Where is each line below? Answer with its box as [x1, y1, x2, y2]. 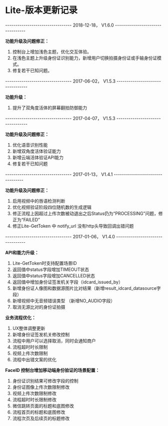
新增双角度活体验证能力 [12, 148, 61, 154]
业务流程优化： [5, 314, 36, 320]
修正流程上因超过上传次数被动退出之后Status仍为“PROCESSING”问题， [12, 210, 158, 216]
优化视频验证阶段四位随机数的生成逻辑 [12, 204, 91, 210]
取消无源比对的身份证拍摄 [12, 304, 65, 310]
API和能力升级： [5, 249, 39, 255]
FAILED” [23, 216, 40, 223]
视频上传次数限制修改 [12, 390, 56, 396]
